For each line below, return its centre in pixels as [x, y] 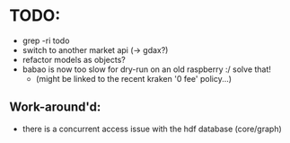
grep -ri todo [46, 40]
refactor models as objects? [74, 59]
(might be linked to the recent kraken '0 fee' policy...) [133, 78]
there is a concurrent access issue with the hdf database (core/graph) [152, 129]
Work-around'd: [55, 107]
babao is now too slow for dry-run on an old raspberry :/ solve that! [147, 69]
